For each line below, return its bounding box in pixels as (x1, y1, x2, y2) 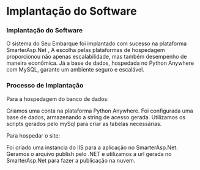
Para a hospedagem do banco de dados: (6, 95, 109, 102)
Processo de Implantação (6, 81, 84, 90)
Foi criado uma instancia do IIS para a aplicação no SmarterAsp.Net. (6, 144, 179, 151)
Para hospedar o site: (6, 131, 61, 139)
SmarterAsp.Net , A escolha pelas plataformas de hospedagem (6, 46, 165, 54)
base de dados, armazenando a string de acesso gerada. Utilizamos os (6, 113, 185, 120)
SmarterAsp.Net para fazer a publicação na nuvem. (6, 157, 136, 164)
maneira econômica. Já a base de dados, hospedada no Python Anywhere (6, 59, 194, 67)
